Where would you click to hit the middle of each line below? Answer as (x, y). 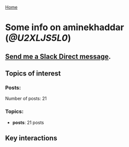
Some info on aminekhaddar (65, 27)
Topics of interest (33, 73)
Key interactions (31, 138)
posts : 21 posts (28, 122)
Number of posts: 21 (26, 98)
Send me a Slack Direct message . (58, 56)
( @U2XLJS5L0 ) (38, 38)
